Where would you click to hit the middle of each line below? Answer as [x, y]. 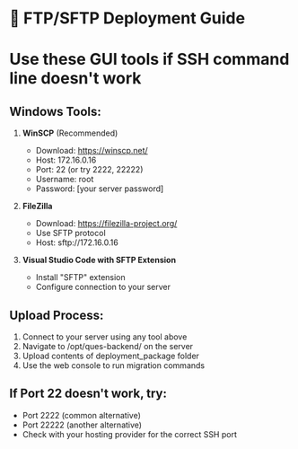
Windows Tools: [55, 111]
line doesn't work [75, 79]
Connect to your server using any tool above [105, 337]
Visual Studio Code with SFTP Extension [99, 260]
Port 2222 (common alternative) [81, 415]
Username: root [65, 180]
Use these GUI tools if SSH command [149, 60]
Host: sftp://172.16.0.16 [77, 242]
